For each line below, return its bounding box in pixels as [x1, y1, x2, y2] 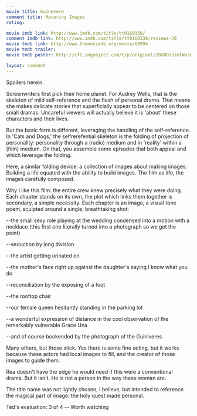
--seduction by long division [6, 240, 74, 247]
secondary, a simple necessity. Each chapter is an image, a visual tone [6, 199, 177, 206]
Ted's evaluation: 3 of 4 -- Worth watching [6, 403, 109, 410]
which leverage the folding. [6, 151, 72, 159]
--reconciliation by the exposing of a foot [6, 281, 106, 288]
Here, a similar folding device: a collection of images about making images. [6, 163, 188, 170]
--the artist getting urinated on [6, 252, 80, 259]
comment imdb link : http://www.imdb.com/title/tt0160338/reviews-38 [6, 36, 177, 42]
